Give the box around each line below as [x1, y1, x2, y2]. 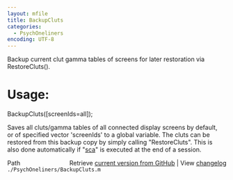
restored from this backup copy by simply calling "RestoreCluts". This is [7, 138, 213, 147]
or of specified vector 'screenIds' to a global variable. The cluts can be [7, 131, 210, 139]
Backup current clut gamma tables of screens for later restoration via [7, 55, 205, 63]
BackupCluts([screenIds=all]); [7, 110, 93, 118]
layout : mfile [7, 10, 49, 17]
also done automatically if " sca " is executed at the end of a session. [7, 145, 202, 154]
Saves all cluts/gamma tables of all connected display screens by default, [7, 123, 218, 132]
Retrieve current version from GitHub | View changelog [69, 159, 227, 167]
